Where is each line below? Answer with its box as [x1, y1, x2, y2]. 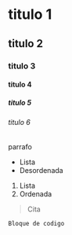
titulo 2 [8, 37, 43, 50]
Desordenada [19, 165, 64, 174]
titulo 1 [8, 6, 52, 24]
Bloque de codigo [8, 219, 65, 227]
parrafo [8, 141, 33, 151]
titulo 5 [8, 97, 32, 107]
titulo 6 [8, 118, 31, 127]
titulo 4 [8, 80, 32, 90]
